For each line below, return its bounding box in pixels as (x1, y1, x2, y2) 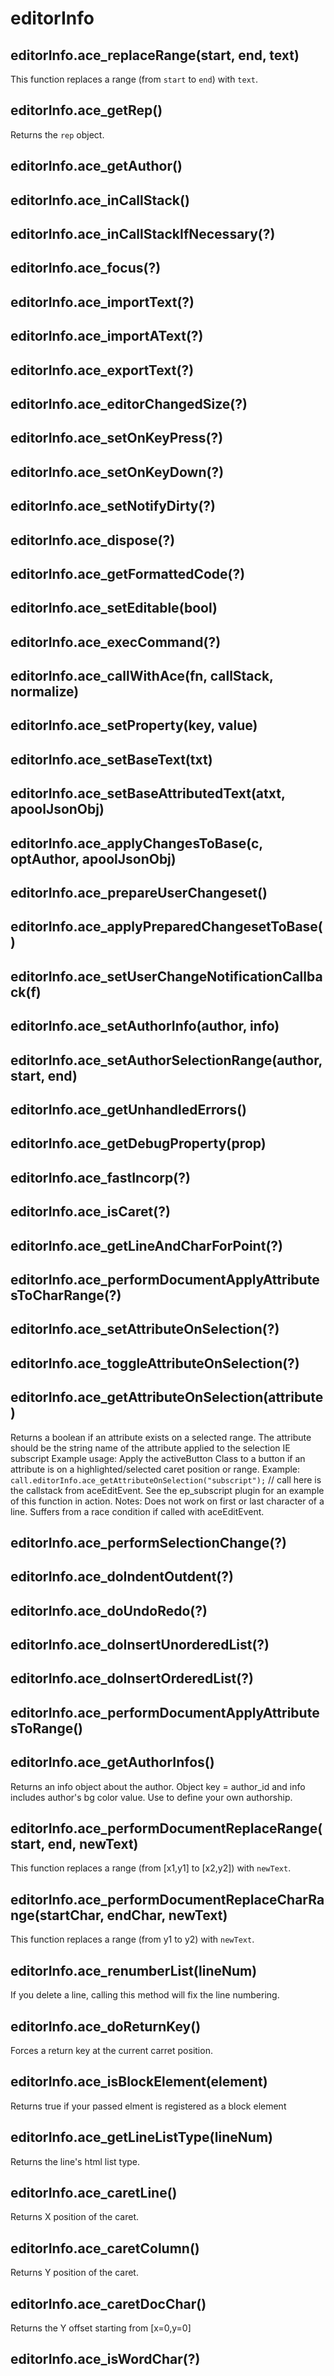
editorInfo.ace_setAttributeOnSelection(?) (10, 1321, 280, 1338)
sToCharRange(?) (10, 1287, 122, 1304)
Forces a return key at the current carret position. (10, 2044, 213, 2056)
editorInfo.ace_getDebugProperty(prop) (10, 1135, 267, 1152)
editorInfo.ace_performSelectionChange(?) (10, 1534, 287, 1551)
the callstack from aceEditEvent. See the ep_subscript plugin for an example (10, 1484, 325, 1496)
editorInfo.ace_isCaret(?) (10, 1203, 171, 1221)
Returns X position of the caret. (10, 2211, 140, 2223)
